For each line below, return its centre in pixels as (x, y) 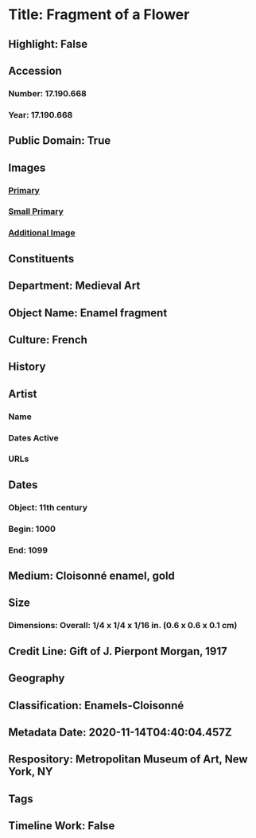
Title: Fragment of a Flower (99, 15)
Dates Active (34, 437)
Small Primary (36, 211)
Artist (23, 394)
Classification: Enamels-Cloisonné (96, 705)
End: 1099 (28, 550)
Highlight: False (48, 44)
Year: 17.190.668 (41, 114)
